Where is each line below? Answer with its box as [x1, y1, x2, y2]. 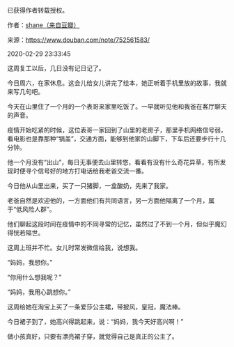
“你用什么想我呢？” [7, 273, 62, 281]
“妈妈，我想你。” [7, 259, 53, 266]
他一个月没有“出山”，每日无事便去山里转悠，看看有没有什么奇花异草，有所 [7, 158, 221, 166]
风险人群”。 [22, 205, 56, 213]
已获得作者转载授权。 [7, 6, 68, 14]
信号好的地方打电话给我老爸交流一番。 [37, 167, 148, 175]
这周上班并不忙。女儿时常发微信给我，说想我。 [7, 243, 141, 252]
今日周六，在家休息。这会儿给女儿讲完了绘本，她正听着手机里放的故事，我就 [7, 79, 227, 87]
